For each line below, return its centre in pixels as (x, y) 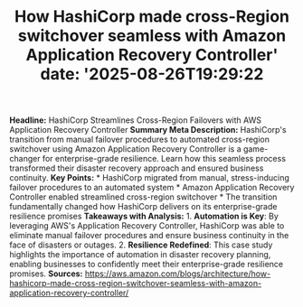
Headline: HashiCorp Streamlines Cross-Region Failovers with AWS (136, 120)
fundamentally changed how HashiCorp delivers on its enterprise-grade (143, 207)
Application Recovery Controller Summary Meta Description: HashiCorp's (148, 130)
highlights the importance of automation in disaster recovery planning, (140, 255)
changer (25, 159)
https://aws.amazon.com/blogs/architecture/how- (178, 274)
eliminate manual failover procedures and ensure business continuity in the (149, 236)
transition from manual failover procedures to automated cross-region (139, 140)
